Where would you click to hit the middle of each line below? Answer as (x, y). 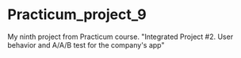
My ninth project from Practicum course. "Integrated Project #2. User (120, 37)
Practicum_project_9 (77, 15)
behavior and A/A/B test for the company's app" (86, 44)
